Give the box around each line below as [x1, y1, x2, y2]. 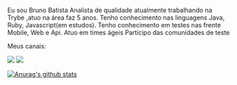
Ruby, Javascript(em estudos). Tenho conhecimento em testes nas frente [7, 21, 221, 29]
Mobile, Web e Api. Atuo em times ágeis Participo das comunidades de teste [7, 28, 230, 37]
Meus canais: [7, 42, 47, 50]
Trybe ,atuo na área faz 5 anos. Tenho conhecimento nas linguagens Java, [7, 13, 225, 22]
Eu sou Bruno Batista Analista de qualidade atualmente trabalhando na [7, 6, 212, 14]
